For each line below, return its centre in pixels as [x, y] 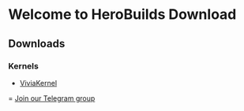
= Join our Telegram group [52, 98]
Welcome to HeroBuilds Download [122, 15]
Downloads [37, 44]
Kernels [24, 66]
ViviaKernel [38, 83]
